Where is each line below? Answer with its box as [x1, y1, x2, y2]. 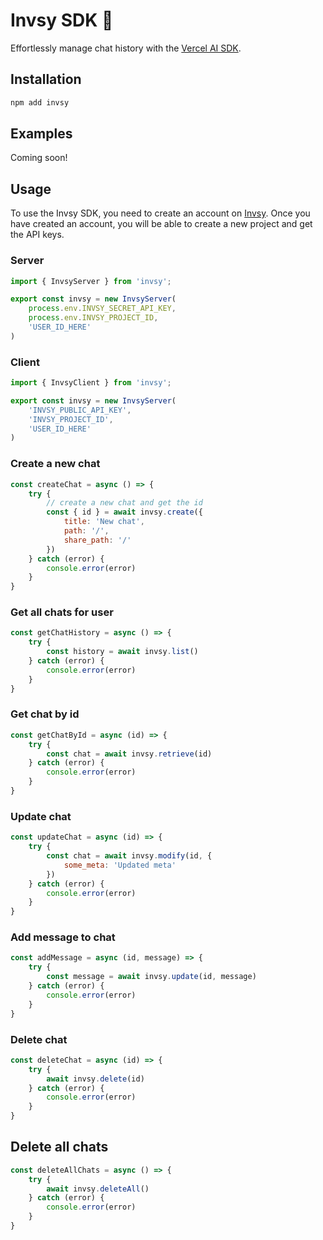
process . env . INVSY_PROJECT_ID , [28, 313, 159, 323]
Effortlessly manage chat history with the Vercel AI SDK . [10, 42, 242, 54]
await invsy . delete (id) [46, 1074, 145, 1084]
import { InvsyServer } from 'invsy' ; [10, 276, 172, 286]
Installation [10, 71, 82, 88]
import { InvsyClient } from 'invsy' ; [10, 378, 172, 388]
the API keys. [10, 229, 65, 241]
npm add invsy [10, 97, 70, 108]
